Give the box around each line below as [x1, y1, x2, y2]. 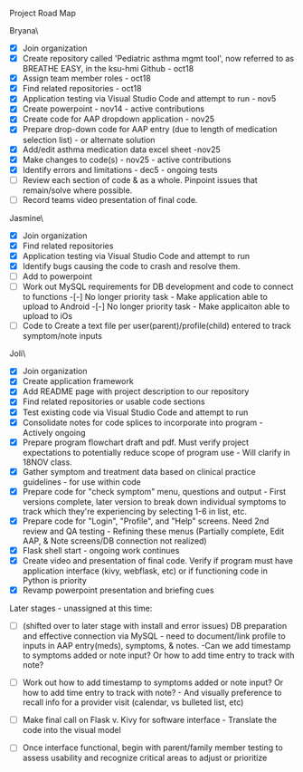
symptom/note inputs [22, 331, 102, 342]
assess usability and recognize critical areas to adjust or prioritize [22, 752, 268, 764]
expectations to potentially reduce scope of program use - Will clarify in [22, 447, 291, 458]
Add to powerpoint [22, 271, 93, 282]
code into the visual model [22, 725, 122, 736]
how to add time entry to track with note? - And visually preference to [22, 688, 282, 699]
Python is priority [22, 575, 88, 585]
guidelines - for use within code [22, 476, 142, 487]
